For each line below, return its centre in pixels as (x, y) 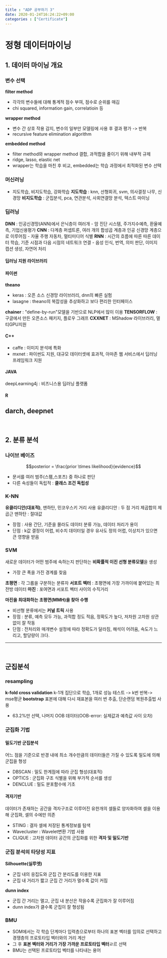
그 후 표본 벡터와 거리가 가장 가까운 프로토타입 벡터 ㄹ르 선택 (69, 944)
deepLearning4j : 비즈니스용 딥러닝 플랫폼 (46, 384)
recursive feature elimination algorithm (52, 134)
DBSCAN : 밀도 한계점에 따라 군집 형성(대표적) (57, 772)
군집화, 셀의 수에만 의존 (33, 814)
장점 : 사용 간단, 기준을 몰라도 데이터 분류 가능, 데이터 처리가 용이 (75, 524)
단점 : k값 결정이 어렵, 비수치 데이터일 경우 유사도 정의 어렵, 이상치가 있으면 (85, 531)
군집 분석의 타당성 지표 (31, 852)
